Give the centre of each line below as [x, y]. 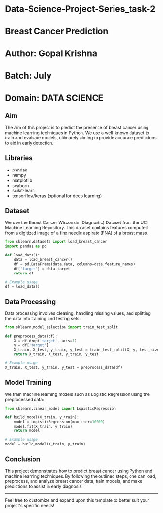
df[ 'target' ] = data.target [42, 269]
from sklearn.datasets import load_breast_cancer [56, 242]
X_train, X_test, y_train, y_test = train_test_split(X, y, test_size [87, 350]
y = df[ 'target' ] [31, 345]
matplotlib [22, 180]
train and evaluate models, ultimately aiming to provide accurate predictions [81, 137]
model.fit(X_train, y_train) [43, 426]
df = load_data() [23, 287]
